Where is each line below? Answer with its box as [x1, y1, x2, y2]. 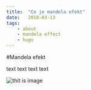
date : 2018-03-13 [6, 14, 56, 21]
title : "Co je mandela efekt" [6, 8, 86, 15]
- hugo [17, 37, 34, 43]
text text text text [6, 65, 49, 72]
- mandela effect [17, 31, 61, 37]
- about [17, 25, 36, 32]
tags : [6, 20, 20, 26]
